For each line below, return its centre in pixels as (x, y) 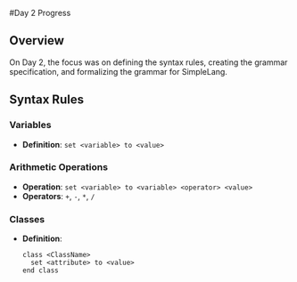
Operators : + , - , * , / (58, 196)
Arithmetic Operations (59, 167)
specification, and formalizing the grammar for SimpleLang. (118, 71)
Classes (27, 219)
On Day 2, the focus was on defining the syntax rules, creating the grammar (148, 62)
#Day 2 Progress (40, 13)
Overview (37, 40)
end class (41, 270)
